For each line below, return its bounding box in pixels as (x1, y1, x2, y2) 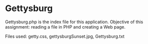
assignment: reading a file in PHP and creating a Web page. (5, 24, 126, 29)
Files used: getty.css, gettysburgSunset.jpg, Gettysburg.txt (5, 33, 125, 39)
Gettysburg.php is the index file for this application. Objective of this (5, 19, 144, 25)
